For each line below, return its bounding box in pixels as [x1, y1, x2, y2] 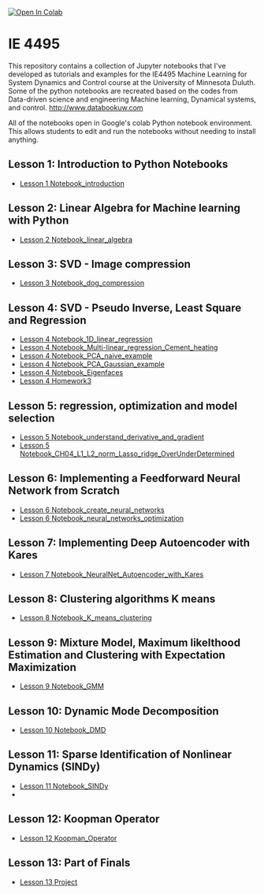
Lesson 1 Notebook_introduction [19, 178, 125, 188]
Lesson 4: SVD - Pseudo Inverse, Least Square [8, 301, 242, 314]
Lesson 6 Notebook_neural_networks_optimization [19, 513, 184, 523]
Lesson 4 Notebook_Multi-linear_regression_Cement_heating [19, 343, 218, 352]
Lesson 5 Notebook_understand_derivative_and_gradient [19, 432, 205, 441]
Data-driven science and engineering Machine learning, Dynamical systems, [8, 95, 256, 104]
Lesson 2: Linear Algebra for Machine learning [8, 202, 241, 215]
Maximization [8, 660, 77, 673]
